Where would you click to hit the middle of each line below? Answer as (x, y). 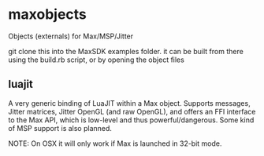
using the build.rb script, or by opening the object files (97, 60)
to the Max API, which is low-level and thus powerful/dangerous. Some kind (131, 120)
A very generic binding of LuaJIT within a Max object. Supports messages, (129, 103)
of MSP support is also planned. (60, 128)
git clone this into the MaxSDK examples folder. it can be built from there (126, 51)
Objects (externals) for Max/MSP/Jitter (71, 36)
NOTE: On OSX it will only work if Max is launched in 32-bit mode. (115, 143)
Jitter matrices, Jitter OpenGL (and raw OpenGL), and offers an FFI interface (132, 111)
